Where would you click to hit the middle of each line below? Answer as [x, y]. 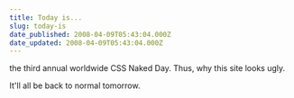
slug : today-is [38, 26]
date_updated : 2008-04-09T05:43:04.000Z [87, 43]
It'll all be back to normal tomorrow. [75, 85]
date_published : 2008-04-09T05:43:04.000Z [90, 34]
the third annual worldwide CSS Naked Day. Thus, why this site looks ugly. [147, 68]
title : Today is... [46, 18]
